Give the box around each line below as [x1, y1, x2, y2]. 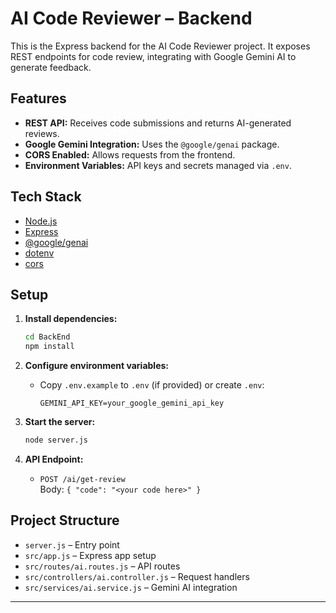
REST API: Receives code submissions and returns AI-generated [24, 117, 292, 129]
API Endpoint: [24, 453, 84, 465]
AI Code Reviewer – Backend [10, 7, 253, 30]
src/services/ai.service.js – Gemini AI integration [24, 581, 238, 593]
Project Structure [10, 512, 120, 529]
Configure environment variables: [24, 360, 169, 372]
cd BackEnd [24, 332, 71, 342]
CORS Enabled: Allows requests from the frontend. [24, 148, 236, 161]
